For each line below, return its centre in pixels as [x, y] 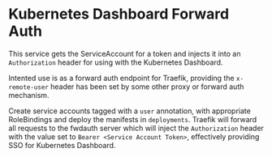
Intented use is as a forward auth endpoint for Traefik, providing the [121, 78]
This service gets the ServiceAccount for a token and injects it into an [125, 53]
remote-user [28, 87]
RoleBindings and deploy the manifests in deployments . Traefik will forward [133, 119]
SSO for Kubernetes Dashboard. [62, 145]
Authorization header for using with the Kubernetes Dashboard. [116, 62]
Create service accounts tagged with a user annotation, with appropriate [130, 111]
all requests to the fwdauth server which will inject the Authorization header [136, 128]
